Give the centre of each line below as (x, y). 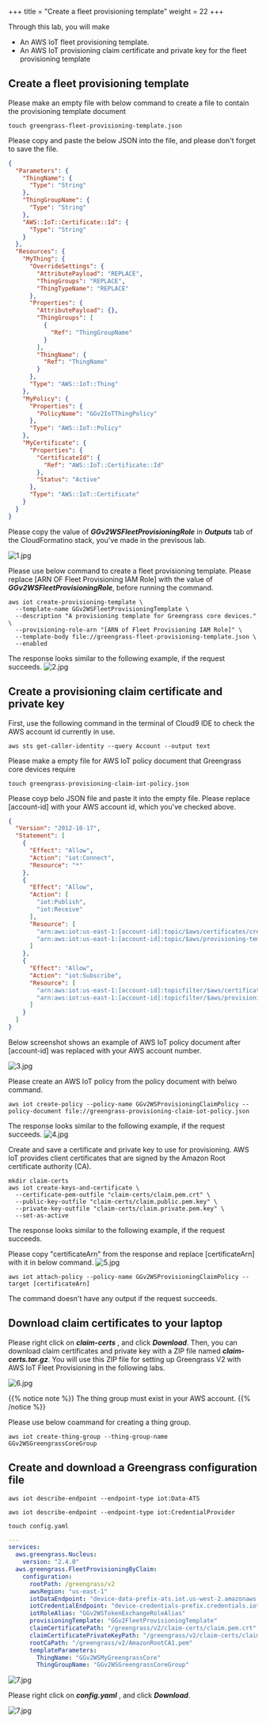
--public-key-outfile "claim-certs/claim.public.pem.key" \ (116, 1201)
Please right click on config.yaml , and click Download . (99, 1695)
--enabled (31, 643)
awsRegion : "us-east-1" (68, 1591)
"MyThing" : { (44, 259)
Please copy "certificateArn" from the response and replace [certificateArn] (131, 1254)
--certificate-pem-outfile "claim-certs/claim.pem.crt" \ (113, 1194)
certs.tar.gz (28, 1359)
